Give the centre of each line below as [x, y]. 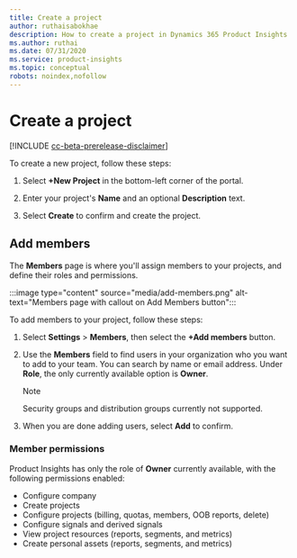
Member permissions [57, 449]
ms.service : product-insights [66, 59]
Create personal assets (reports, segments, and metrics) [127, 543]
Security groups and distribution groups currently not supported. [143, 408]
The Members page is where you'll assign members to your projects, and [145, 265]
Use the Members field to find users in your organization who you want [155, 354]
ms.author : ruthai [44, 43]
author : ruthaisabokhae [54, 26]
